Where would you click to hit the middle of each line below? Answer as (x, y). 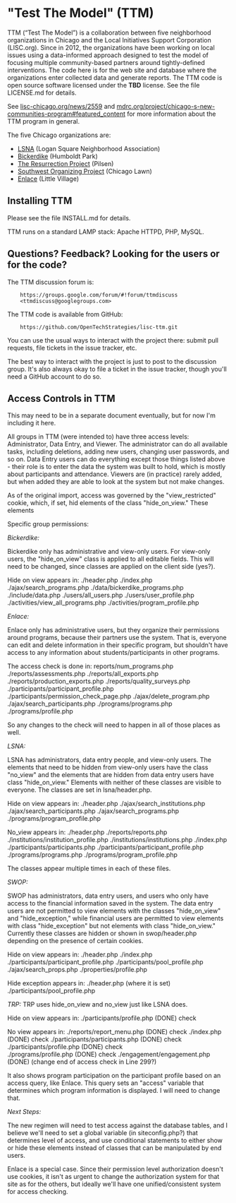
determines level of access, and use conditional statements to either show (115, 1140)
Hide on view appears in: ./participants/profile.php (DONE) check (102, 1018)
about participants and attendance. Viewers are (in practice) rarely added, (115, 474)
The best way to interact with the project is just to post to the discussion (112, 361)
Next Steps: (24, 1112)
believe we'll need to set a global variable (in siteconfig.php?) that (103, 1133)
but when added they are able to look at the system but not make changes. (116, 482)
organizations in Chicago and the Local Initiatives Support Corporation (109, 40)
